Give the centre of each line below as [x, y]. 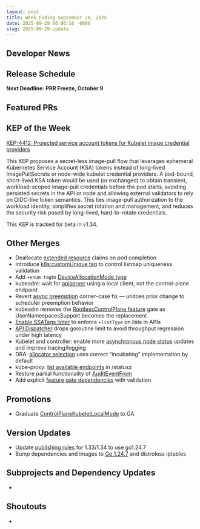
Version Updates [38, 433]
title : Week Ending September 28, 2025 [57, 18]
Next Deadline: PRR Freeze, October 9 [55, 88]
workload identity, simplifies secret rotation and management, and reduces [100, 206]
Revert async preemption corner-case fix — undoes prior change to [100, 296]
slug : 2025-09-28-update [38, 29]
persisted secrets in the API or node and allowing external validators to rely [100, 193]
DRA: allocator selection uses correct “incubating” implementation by [102, 354]
